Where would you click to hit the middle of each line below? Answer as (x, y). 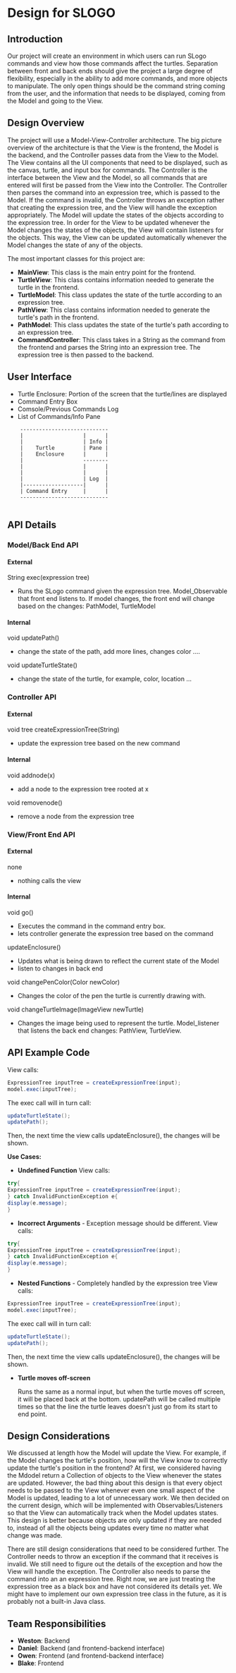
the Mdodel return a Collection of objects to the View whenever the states (114, 1476)
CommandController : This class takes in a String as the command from (121, 339)
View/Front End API (41, 834)
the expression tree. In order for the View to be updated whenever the (108, 222)
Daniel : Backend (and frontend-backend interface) (91, 1648)
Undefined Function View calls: (64, 1170)
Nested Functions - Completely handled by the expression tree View (118, 1283)
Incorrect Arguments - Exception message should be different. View (118, 1223)
